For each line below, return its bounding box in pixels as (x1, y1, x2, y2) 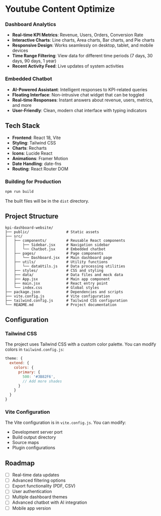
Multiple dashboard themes (12, 494, 67, 500)
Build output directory (12, 434, 56, 440)
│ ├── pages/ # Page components (5, 251, 104, 256)
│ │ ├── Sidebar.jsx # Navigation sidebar (5, 242, 110, 247)
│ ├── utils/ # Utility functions (5, 259, 108, 264)
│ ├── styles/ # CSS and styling (5, 268, 104, 273)
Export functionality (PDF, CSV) (12, 483, 76, 489)
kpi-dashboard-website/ (5, 225, 54, 230)
